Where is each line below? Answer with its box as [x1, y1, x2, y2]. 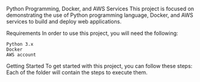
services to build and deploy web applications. [6, 18, 122, 25]
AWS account [6, 52, 36, 58]
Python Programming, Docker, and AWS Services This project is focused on [6, 5, 195, 12]
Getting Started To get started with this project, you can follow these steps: [6, 63, 193, 69]
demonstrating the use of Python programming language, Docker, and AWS [6, 11, 194, 19]
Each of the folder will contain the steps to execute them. [6, 69, 148, 76]
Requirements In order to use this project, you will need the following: [6, 30, 179, 37]
